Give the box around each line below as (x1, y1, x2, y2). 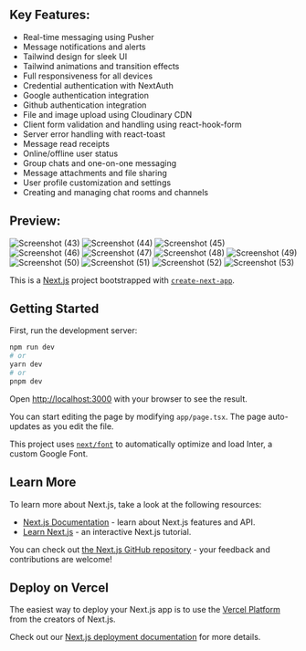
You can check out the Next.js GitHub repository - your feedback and (9, 543, 271, 555)
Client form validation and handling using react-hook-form (22, 119, 242, 130)
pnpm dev (9, 376, 43, 386)
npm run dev (9, 342, 55, 352)
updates (9, 420, 41, 432)
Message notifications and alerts (22, 41, 146, 52)
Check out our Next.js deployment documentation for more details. (9, 632, 261, 643)
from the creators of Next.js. (9, 614, 116, 625)
